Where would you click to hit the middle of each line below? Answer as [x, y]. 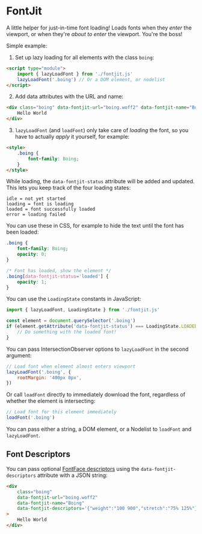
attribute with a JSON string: [72, 475]
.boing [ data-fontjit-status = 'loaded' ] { [58, 276]
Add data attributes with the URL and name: [69, 97]
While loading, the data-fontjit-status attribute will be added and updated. [100, 181]
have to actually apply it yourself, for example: [72, 137]
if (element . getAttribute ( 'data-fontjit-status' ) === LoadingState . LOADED [102, 326]
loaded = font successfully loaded [51, 209]
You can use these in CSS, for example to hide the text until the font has [95, 226]
